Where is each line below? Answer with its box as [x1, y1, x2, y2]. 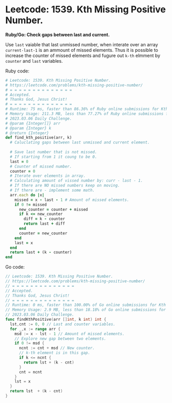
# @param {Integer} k [5, 125, 52, 131]
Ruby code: [5, 68, 30, 74]
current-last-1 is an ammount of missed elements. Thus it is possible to [5, 47, 159, 53]
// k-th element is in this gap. [18, 351, 91, 356]
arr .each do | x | [10, 192, 45, 197]
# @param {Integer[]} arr [5, 121, 60, 126]
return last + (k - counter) [10, 250, 72, 255]
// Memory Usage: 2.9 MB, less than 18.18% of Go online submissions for [5, 307, 166, 313]
